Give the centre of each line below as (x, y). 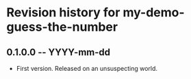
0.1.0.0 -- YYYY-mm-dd (59, 52)
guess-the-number (62, 27)
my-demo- (154, 13)
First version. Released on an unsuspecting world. (87, 68)
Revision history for (63, 13)
